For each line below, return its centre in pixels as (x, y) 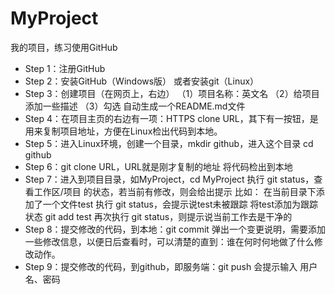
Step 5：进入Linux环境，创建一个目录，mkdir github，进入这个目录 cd (169, 143)
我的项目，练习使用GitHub (64, 47)
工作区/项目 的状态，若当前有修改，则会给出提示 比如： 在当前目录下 (175, 191)
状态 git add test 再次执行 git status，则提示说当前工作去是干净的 (158, 216)
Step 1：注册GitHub (65, 68)
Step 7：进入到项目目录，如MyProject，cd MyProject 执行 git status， (169, 179)
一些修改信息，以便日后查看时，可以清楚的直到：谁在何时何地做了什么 (169, 241)
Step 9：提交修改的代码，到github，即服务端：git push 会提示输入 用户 (171, 266)
